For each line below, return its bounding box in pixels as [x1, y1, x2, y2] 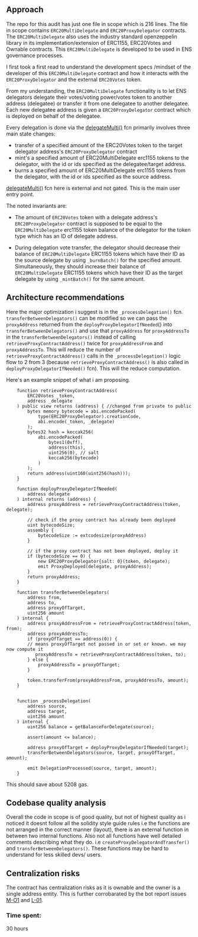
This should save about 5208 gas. [6, 780, 89, 788]
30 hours [6, 925, 28, 932]
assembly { [27, 527, 54, 533]
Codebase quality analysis [6, 798, 106, 808]
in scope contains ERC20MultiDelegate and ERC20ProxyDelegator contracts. [6, 27, 187, 34]
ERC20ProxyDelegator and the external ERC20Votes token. [6, 76, 142, 83]
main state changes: [6, 130, 56, 137]
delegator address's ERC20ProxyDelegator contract [14, 148, 138, 155]
